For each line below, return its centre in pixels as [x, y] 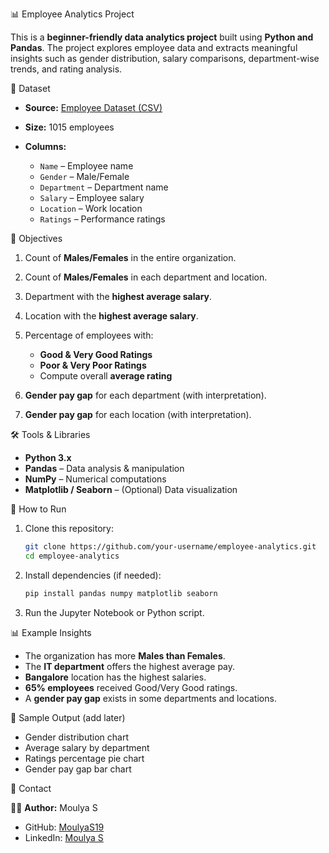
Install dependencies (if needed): [93, 575]
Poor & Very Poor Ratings [93, 365]
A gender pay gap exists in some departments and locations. [150, 698]
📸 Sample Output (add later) [68, 717]
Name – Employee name [86, 166]
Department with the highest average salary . [118, 296]
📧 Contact [31, 788]
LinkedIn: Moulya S [64, 837]
